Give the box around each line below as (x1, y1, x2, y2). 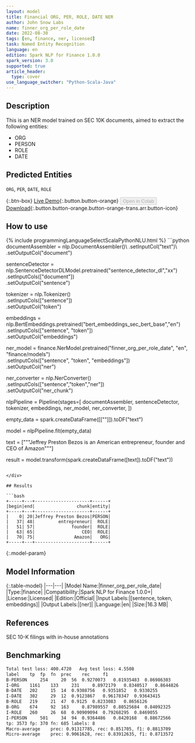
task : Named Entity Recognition (6, 42, 85, 47)
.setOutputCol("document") (6, 250, 72, 257)
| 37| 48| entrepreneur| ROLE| (6, 519, 111, 525)
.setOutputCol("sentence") (6, 280, 71, 287)
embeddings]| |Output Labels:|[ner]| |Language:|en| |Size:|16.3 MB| (6, 601, 168, 608)
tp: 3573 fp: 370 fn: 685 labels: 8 (6, 720, 95, 727)
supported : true (6, 63, 46, 69)
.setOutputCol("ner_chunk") (6, 387, 74, 394)
